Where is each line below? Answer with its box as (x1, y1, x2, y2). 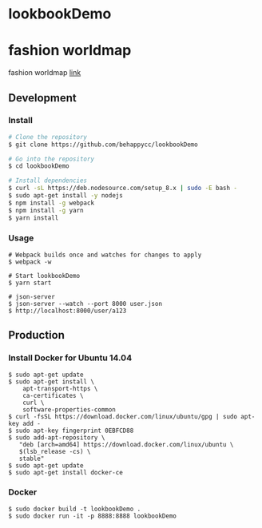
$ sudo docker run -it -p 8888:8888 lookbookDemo (8, 512, 177, 520)
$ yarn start (8, 279, 52, 287)
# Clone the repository (8, 133, 88, 141)
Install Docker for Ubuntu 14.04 (8, 352, 133, 363)
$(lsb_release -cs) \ (18, 447, 91, 455)
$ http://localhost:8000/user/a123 (8, 307, 127, 315)
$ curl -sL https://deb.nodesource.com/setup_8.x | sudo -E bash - (8, 185, 238, 193)
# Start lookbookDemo (8, 272, 81, 280)
